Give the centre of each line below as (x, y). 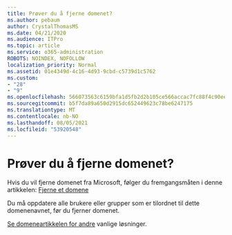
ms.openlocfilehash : (37, 97)
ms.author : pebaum (33, 20)
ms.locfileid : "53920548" (44, 129)
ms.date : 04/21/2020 (37, 33)
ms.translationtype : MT (41, 110)
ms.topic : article (33, 46)
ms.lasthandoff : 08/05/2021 (48, 123)
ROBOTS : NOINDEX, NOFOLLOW (46, 59)
